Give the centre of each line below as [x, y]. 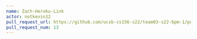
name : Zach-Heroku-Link [35, 11]
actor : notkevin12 [28, 17]
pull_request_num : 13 [33, 27]
